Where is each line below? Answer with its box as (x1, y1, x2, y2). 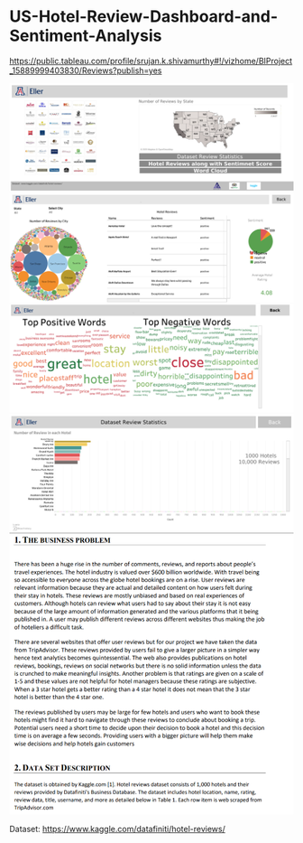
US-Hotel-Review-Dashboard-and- (9, 6, 278, 27)
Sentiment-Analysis (9, 25, 162, 46)
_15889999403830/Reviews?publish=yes (9, 65, 162, 76)
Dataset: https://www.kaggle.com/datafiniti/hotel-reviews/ (9, 823, 225, 834)
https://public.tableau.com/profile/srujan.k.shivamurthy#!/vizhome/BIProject (9, 55, 293, 66)
